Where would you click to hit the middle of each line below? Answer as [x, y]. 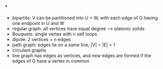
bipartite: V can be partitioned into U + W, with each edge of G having [85, 18]
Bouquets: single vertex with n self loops [55, 34]
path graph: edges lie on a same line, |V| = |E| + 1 [63, 45]
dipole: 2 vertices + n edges [41, 39]
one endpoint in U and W [38, 23]
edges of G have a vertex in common [51, 61]
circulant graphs [29, 50]
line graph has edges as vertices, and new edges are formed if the [81, 55]
